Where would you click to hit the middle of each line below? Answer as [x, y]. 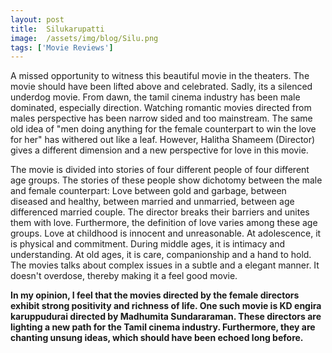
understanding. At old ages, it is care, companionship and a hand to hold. [161, 255]
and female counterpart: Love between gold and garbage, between [148, 191]
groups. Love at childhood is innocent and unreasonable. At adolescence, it [166, 233]
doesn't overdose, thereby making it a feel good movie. [124, 276]
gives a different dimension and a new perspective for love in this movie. [159, 150]
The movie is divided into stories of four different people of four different [160, 170]
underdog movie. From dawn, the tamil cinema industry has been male [155, 97]
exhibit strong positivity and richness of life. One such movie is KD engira [166, 306]
